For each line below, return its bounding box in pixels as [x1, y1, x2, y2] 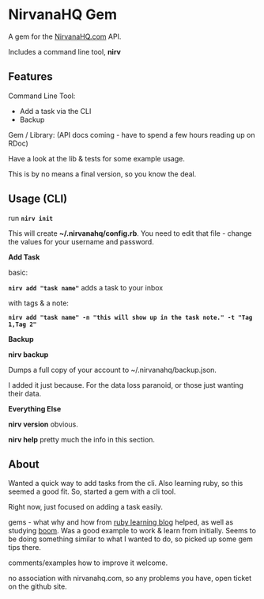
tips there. [8, 543, 42, 552]
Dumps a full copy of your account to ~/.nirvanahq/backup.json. [8, 365, 217, 374]
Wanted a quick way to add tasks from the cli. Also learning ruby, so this [8, 479, 243, 488]
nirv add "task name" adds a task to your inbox [8, 282, 164, 292]
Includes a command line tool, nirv [8, 47, 121, 56]
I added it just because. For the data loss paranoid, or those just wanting [8, 380, 243, 389]
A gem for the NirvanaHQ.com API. [8, 32, 122, 41]
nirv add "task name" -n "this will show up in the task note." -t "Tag [8, 313, 253, 321]
